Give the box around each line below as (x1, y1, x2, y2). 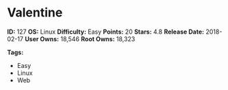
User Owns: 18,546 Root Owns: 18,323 (25, 34, 136, 43)
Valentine (7, 5, 63, 21)
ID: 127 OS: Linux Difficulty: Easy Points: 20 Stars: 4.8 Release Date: (7, 27, 204, 36)
